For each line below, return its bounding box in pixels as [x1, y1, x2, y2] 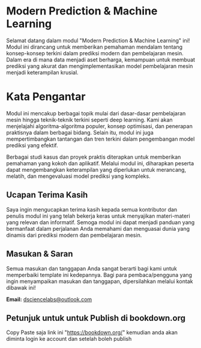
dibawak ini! [6, 284, 36, 291]
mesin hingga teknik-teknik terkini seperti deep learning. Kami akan [6, 116, 173, 123]
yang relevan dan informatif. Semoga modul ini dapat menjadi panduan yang [6, 218, 195, 226]
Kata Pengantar [6, 90, 86, 103]
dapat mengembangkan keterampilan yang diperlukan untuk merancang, [6, 166, 187, 173]
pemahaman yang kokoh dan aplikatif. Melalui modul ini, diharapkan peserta [6, 159, 194, 166]
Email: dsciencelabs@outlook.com [6, 296, 92, 303]
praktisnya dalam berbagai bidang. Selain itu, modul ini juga [6, 129, 154, 136]
